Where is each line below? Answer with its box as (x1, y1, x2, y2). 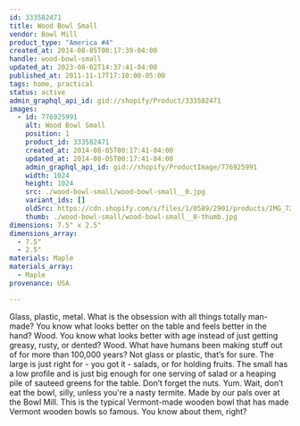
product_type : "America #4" (9, 38, 114, 47)
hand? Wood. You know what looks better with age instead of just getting (9, 330, 279, 340)
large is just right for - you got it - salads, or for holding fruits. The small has (9, 358, 288, 369)
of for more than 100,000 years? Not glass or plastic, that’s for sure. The (9, 349, 274, 360)
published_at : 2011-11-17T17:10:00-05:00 (9, 71, 166, 80)
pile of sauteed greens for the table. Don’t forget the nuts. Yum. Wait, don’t (9, 377, 284, 388)
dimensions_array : (9, 229, 78, 238)
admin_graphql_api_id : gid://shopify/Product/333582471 (9, 96, 221, 105)
